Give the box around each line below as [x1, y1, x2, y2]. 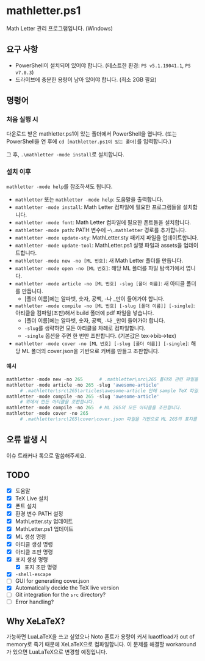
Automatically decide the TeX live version [15, 584, 120, 591]
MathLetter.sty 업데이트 [15, 517, 73, 525]
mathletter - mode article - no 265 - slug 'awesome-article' [6, 382, 160, 388]
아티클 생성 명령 [15, 541, 53, 547]
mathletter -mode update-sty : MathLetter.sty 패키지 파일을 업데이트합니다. [15, 233, 199, 241]
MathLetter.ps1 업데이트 [15, 525, 74, 532]
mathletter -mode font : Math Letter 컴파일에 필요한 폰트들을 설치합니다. [15, 218, 191, 226]
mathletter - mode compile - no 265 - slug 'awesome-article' [6, 393, 160, 400]
